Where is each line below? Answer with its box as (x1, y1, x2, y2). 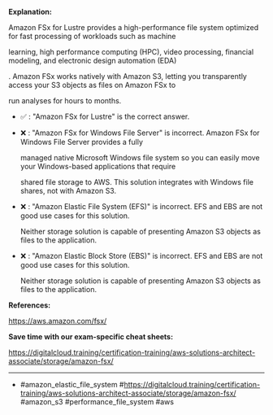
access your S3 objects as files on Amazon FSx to (8, 81, 176, 90)
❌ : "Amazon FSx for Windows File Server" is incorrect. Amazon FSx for (19, 128, 260, 138)
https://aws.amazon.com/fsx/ (8, 317, 107, 325)
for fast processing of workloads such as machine (8, 32, 176, 41)
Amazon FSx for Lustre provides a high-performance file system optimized (8, 23, 258, 32)
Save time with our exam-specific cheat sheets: (8, 332, 173, 341)
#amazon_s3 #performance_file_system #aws (19, 397, 175, 406)
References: (8, 300, 51, 310)
